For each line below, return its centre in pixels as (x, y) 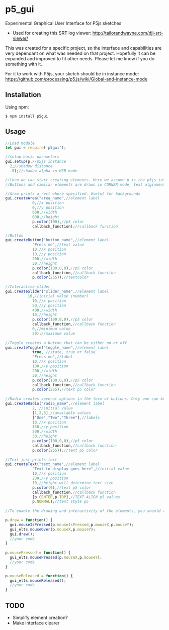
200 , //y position (50, 478)
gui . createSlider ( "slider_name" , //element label (57, 292)
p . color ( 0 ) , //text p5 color (62, 488)
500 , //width (45, 432)
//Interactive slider (28, 287)
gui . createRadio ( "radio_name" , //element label (55, 404)
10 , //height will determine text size (73, 483)
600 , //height (46, 217)
